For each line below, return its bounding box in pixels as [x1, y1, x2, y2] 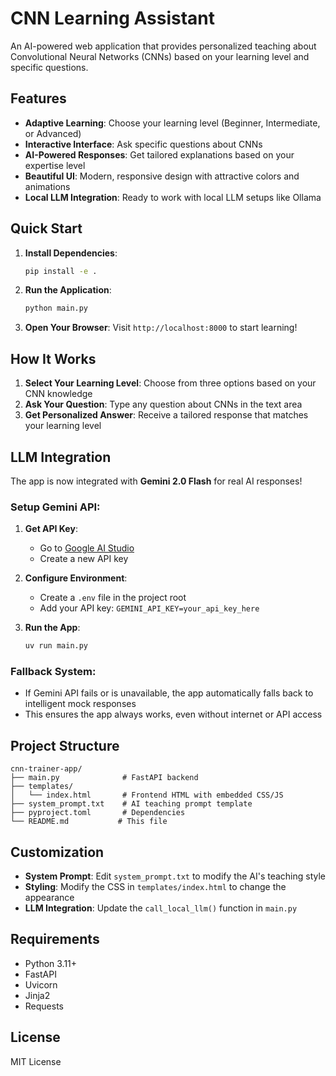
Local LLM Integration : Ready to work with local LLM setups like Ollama [24, 191, 322, 203]
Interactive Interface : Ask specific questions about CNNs [24, 138, 263, 150]
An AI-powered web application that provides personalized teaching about [10, 40, 317, 52]
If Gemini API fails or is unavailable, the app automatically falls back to [24, 687, 314, 699]
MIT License [10, 1055, 62, 1067]
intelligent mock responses [24, 698, 137, 710]
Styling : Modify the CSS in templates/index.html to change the [24, 881, 287, 893]
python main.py [24, 303, 89, 314]
